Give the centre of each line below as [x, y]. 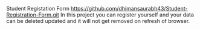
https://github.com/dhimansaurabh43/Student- [129, 9]
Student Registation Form [38, 9]
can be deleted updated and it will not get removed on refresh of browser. [98, 21]
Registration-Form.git [33, 15]
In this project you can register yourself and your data [127, 15]
